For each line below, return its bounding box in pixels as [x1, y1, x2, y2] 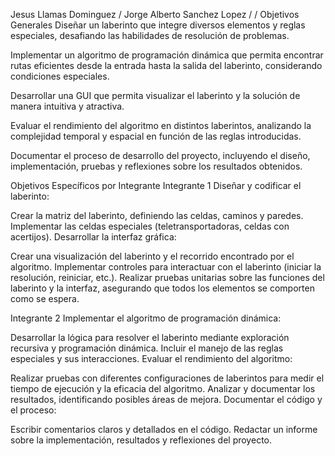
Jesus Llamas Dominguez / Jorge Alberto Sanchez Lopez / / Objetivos [10, 9, 300, 20]
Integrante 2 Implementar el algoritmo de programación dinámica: [10, 312, 282, 324]
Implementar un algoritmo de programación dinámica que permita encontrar [10, 49, 324, 61]
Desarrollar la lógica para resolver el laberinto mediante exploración [10, 332, 290, 343]
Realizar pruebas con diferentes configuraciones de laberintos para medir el [10, 372, 325, 384]
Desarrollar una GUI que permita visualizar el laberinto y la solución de [10, 90, 301, 101]
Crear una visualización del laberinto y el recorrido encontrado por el [10, 250, 295, 262]
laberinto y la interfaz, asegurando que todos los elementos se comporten [10, 282, 315, 294]
